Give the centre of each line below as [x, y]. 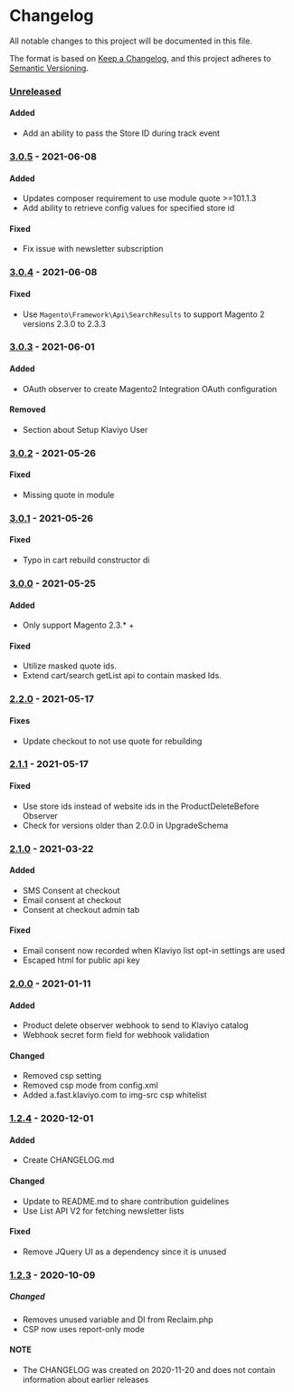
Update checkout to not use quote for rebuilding [112, 741]
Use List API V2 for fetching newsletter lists [103, 1211]
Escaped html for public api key [81, 960]
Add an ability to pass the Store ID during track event [121, 133]
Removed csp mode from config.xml [90, 1085]
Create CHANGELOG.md [68, 1160]
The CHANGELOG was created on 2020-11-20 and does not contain [149, 1369]
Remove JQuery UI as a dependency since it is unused [124, 1252]
